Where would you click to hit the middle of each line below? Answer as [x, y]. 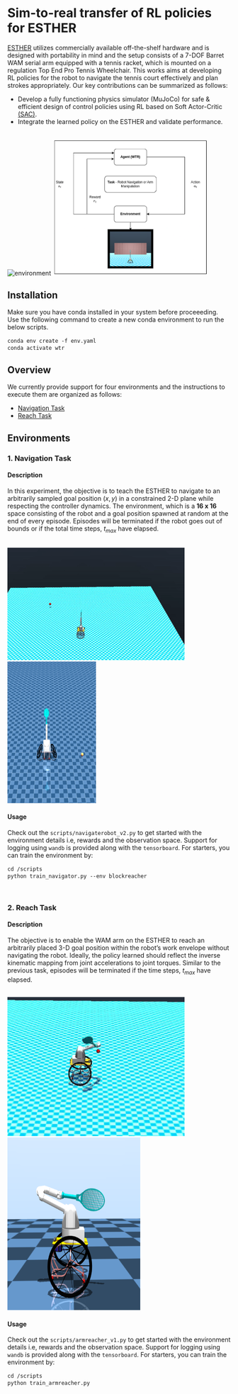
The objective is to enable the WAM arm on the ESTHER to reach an [106, 940]
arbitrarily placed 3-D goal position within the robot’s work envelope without [118, 948]
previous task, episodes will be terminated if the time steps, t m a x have [109, 971]
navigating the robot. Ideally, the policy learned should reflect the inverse [114, 955]
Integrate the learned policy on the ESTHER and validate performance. [120, 121]
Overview [29, 370]
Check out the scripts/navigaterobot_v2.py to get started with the [104, 832]
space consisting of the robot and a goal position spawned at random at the [118, 513]
